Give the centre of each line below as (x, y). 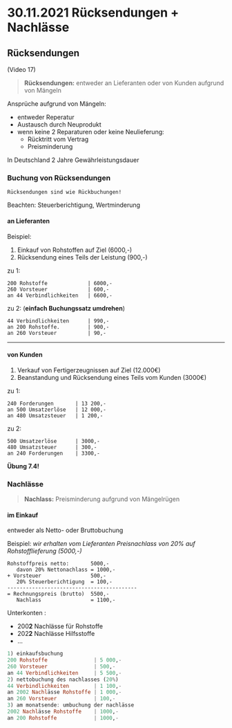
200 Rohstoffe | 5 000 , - (65, 660)
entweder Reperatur (46, 117)
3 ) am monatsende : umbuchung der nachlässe (71, 705)
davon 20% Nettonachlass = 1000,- (66, 570)
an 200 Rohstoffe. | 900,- (58, 327)
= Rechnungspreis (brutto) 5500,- (58, 594)
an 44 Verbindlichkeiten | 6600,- (60, 295)
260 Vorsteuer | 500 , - (61, 666)
